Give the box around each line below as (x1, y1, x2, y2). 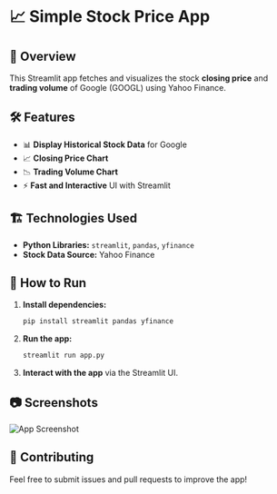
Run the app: (22, 333, 73, 344)
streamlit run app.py (22, 351, 104, 361)
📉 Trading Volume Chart (22, 166, 118, 177)
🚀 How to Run (9, 275, 87, 291)
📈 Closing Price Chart (22, 153, 109, 163)
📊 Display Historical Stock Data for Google (22, 139, 188, 150)
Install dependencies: (22, 300, 107, 311)
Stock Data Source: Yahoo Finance (22, 249, 155, 260)
